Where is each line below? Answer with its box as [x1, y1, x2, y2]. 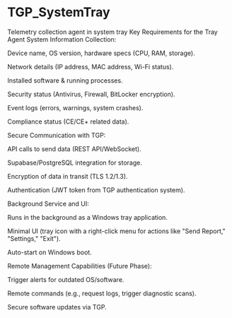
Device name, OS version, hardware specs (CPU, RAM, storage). [7, 49, 196, 57]
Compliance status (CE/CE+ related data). [7, 117, 129, 126]
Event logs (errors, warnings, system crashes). [7, 103, 144, 112]
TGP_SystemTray [7, 4, 111, 20]
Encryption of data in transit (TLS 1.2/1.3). [7, 172, 128, 180]
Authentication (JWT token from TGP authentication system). [7, 185, 185, 194]
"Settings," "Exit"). [7, 234, 62, 242]
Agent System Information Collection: [7, 35, 117, 43]
